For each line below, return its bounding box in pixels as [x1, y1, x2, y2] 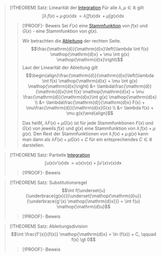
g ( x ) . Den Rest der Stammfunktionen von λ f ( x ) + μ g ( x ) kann [22, 131, 148, 136]
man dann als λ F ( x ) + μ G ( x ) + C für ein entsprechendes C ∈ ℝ [22, 136, 153, 142]
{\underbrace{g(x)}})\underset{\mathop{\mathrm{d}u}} [25, 193, 142, 199]
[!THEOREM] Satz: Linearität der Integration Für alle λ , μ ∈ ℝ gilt [9, 5, 144, 11]
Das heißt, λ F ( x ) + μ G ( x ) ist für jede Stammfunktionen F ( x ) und [22, 120, 153, 126]
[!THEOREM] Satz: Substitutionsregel [9, 179, 87, 186]
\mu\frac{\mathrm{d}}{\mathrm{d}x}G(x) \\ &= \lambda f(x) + [25, 105, 154, 111]
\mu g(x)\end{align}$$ [66, 110, 114, 116]
